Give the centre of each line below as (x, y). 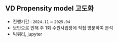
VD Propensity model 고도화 (49, 8)
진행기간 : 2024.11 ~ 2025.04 (41, 21)
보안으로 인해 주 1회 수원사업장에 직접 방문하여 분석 (63, 27)
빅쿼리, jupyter (27, 34)
